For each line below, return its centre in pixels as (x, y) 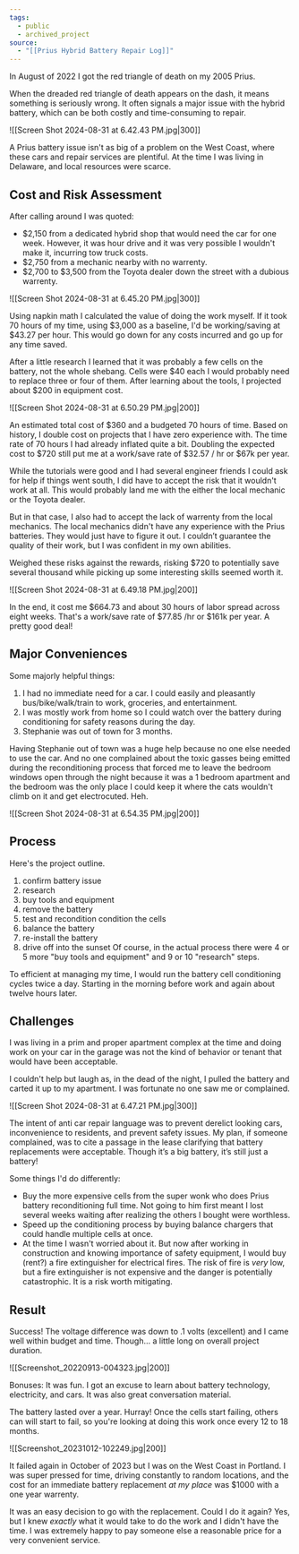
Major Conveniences (68, 654)
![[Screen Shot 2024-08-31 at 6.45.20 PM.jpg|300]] (105, 298)
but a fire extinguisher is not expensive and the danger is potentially (147, 1272)
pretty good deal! (41, 626)
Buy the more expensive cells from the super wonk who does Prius (145, 1196)
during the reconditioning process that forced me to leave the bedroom (140, 768)
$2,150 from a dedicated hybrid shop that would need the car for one (149, 233)
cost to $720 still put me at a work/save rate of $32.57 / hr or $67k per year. (149, 453)
